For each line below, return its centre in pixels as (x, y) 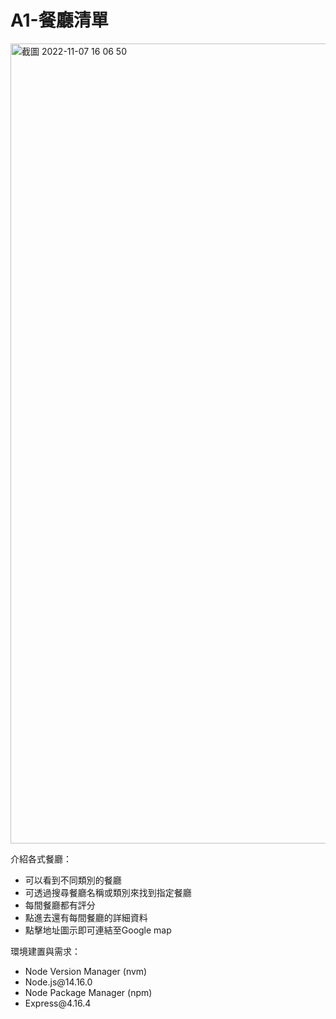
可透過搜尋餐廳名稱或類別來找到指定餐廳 (108, 892)
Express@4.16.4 (58, 1003)
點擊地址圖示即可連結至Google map (98, 930)
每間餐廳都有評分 (60, 905)
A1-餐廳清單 (59, 20)
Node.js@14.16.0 (58, 982)
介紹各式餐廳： (41, 858)
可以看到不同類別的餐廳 (73, 880)
